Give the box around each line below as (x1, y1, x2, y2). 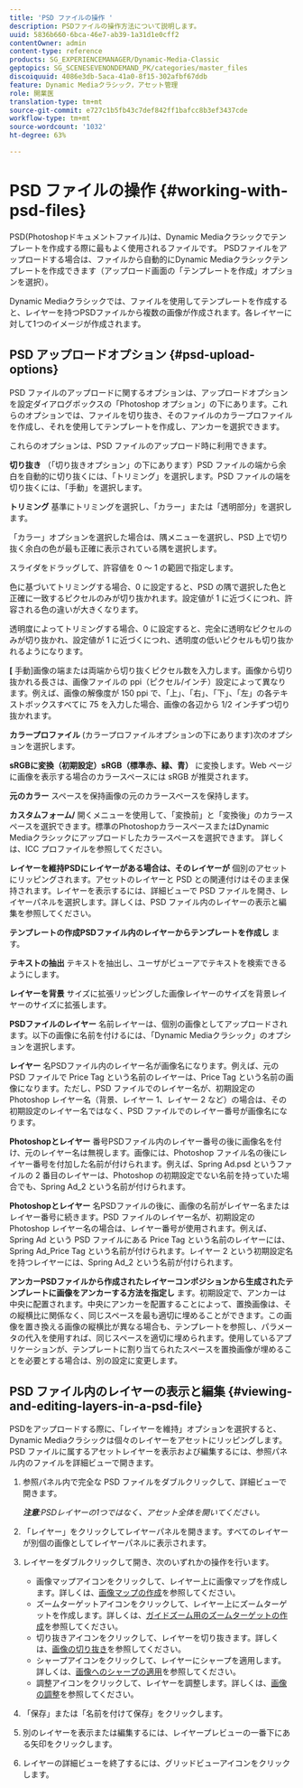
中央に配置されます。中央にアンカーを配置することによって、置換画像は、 (9, 1298, 284, 1309)
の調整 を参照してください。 (35, 1689, 139, 1699)
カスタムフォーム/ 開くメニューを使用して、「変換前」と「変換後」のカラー (9, 810, 286, 820)
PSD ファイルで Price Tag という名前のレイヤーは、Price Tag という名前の (9, 1072, 286, 1082)
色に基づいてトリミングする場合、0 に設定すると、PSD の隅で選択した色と (9, 581, 287, 592)
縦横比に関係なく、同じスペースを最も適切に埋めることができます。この (16, 1309, 284, 1320)
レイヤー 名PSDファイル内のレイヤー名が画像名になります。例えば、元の (9, 1060, 280, 1071)
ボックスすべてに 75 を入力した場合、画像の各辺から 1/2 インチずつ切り (24, 698, 290, 709)
